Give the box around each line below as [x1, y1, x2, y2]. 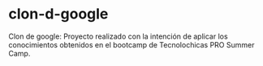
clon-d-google [8, 5, 109, 23]
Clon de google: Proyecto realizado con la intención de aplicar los [8, 31, 229, 41]
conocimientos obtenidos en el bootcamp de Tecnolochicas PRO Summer [8, 39, 255, 49]
